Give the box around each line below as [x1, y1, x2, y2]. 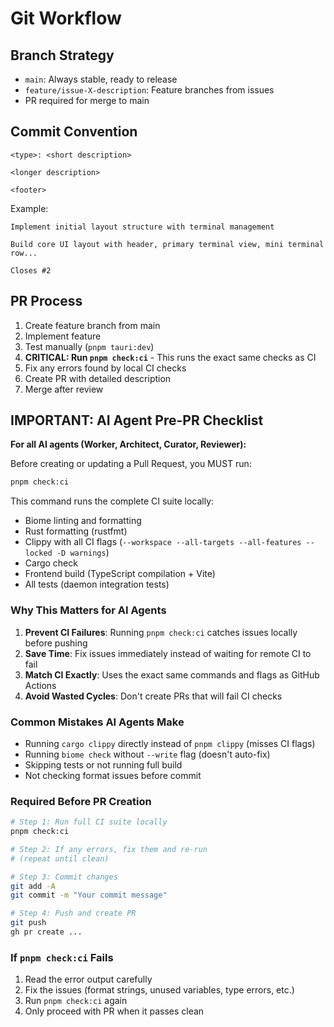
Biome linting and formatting [24, 515, 142, 527]
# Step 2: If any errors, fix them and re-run [10, 844, 208, 854]
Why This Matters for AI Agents [10, 603, 167, 617]
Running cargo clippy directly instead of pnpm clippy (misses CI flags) [24, 737, 316, 749]
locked [24, 548, 53, 559]
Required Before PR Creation [10, 794, 152, 808]
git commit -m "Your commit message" [10, 890, 168, 901]
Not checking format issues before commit [24, 769, 202, 781]
